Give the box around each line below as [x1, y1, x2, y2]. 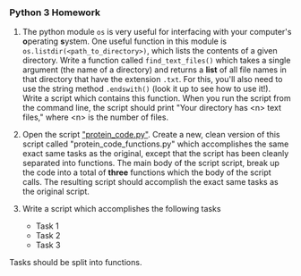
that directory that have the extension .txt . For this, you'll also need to [21, 74, 283, 85]
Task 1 [35, 221, 60, 231]
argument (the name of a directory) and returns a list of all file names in [21, 64, 287, 75]
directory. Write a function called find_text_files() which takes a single [21, 55, 291, 66]
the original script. [21, 186, 90, 197]
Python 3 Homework [9, 6, 101, 19]
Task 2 [35, 230, 61, 241]
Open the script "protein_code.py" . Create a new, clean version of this [21, 130, 280, 140]
